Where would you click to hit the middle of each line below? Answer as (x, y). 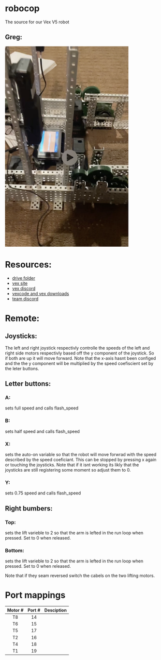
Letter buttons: (28, 384)
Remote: (22, 318)
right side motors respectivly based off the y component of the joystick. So (80, 353)
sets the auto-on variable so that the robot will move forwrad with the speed (81, 454)
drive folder (23, 278)
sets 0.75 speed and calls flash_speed (43, 493)
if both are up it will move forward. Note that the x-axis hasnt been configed (80, 358)
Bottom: (15, 550)
